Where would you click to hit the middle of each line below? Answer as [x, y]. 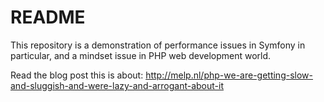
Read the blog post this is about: [77, 75]
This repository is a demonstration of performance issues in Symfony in [158, 45]
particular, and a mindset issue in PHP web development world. [141, 55]
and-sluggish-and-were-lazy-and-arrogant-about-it [117, 85]
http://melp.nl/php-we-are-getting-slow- [229, 75]
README [48, 17]
